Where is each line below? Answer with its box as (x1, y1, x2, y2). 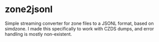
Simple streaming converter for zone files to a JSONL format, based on (5, 20, 154, 26)
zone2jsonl (5, 4, 53, 15)
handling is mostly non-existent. (5, 31, 72, 37)
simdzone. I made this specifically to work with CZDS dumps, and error (5, 25, 154, 31)
